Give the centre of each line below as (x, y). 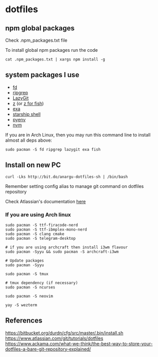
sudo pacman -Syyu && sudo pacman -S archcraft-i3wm (62, 252)
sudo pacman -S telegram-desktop (41, 238)
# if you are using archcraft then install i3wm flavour (67, 247)
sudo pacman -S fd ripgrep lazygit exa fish (53, 149)
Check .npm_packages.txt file (36, 40)
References (24, 321)
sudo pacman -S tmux (27, 274)
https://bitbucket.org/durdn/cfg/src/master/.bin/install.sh (64, 333)
